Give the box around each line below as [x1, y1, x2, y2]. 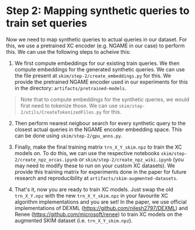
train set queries [6, 16, 88, 30]
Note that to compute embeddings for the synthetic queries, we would [20, 95, 190, 103]
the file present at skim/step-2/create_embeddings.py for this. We [14, 72, 171, 79]
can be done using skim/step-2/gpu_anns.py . [14, 132, 123, 139]
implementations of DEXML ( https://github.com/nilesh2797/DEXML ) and [14, 204, 188, 211]
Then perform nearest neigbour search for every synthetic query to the [14, 119, 186, 126]
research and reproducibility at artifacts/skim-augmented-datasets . [14, 174, 178, 181]
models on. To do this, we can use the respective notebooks [14, 149, 160, 156]
